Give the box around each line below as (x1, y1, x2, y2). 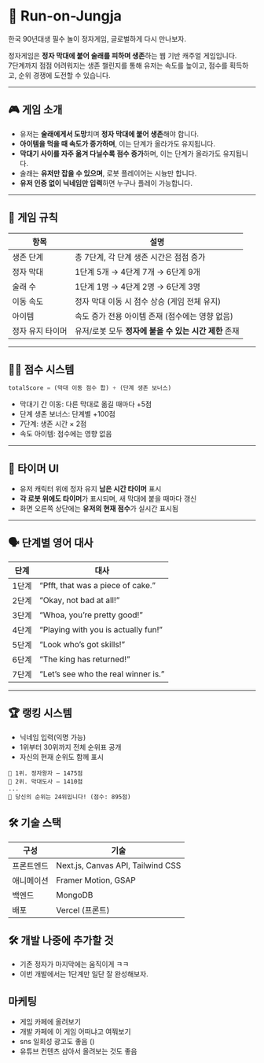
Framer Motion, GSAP (56, 874, 136, 885)
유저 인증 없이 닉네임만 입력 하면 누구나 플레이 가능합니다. (19, 178, 192, 187)
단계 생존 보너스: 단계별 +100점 (19, 409, 115, 419)
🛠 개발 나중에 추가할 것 (8, 933, 114, 947)
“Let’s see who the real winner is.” (38, 669, 165, 680)
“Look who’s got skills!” (38, 639, 126, 650)
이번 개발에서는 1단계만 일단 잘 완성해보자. (19, 969, 149, 979)
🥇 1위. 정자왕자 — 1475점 (8, 769, 83, 777)
